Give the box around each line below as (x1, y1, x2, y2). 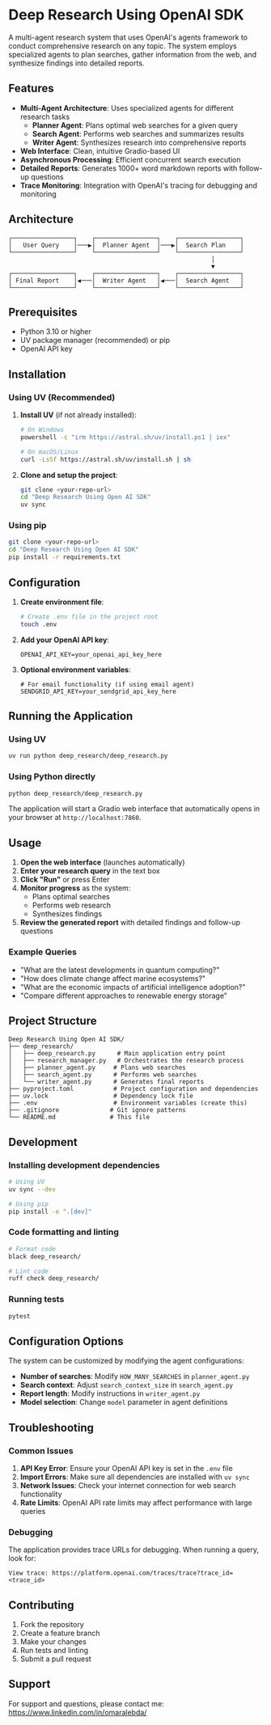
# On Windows (19, 426, 65, 434)
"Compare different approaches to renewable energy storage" (19, 991, 228, 1000)
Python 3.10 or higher (19, 327, 91, 336)
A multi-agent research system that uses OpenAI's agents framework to (8, 32, 248, 42)
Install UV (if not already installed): (19, 410, 138, 420)
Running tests (8, 1294, 65, 1305)
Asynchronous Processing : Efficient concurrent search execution (19, 154, 241, 164)
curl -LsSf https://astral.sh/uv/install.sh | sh (19, 455, 192, 463)
